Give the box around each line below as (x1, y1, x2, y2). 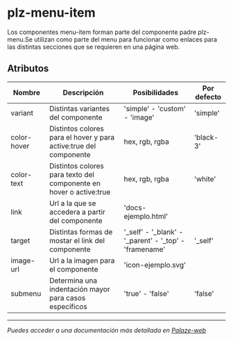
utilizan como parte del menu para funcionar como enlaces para (34, 35, 217, 43)
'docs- (123, 203, 147, 213)
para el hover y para (49, 132, 115, 142)
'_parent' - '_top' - (123, 235, 185, 245)
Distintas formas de (49, 227, 113, 237)
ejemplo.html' (123, 211, 169, 221)
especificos (49, 301, 88, 311)
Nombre (12, 88, 40, 97)
